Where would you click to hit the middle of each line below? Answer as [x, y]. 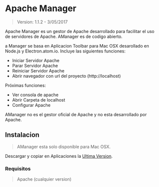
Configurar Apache [31, 105]
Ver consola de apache [35, 95]
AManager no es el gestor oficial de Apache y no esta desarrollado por [76, 114]
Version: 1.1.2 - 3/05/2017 [42, 22]
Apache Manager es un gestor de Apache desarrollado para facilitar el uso [80, 31]
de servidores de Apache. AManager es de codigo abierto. [64, 36]
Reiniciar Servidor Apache [38, 70]
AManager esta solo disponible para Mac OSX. [64, 147]
